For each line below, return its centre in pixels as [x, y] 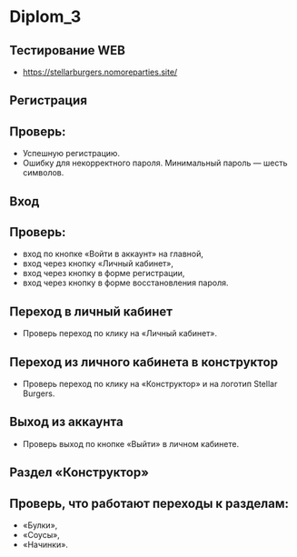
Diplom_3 [45, 17]
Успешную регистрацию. [71, 154]
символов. [43, 173]
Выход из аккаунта [67, 422]
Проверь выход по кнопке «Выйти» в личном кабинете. [130, 443]
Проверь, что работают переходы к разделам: [149, 503]
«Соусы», [41, 535]
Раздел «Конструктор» [79, 473]
